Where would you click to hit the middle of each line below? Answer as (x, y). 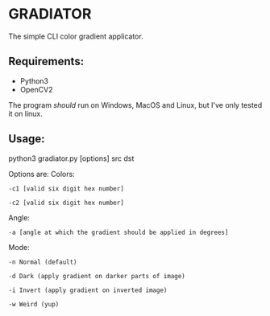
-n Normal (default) (43, 262)
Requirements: (46, 62)
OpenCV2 (36, 89)
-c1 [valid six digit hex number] (66, 189)
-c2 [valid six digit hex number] (66, 203)
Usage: (27, 139)
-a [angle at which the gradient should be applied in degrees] (118, 232)
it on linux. (25, 113)
